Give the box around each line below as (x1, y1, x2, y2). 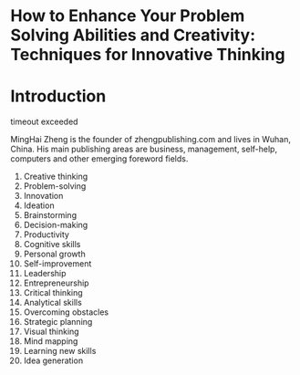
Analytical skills (23, 297, 83, 308)
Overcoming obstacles (23, 307, 109, 318)
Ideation (23, 200, 55, 211)
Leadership (23, 268, 67, 279)
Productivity (23, 229, 69, 240)
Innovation (23, 191, 64, 202)
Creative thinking (23, 171, 88, 182)
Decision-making (23, 220, 88, 231)
